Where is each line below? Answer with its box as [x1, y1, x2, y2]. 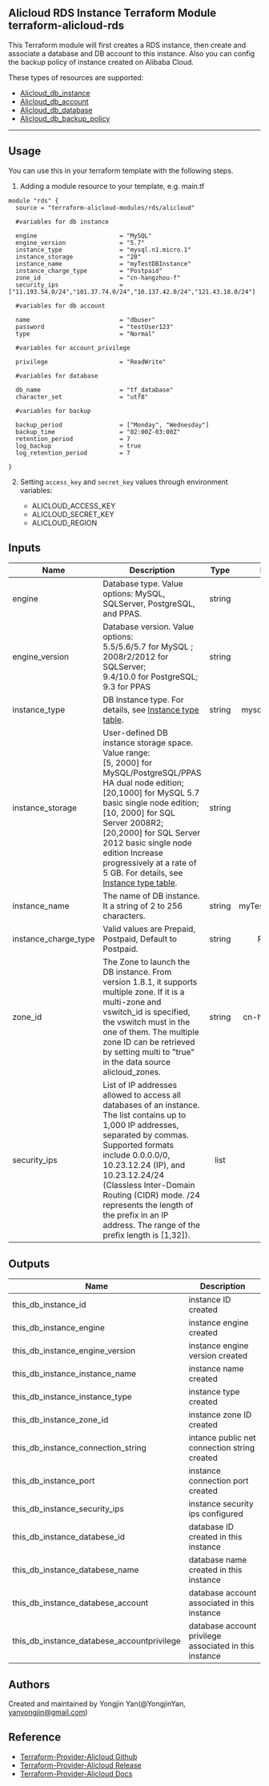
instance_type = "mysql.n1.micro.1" [15, 246, 192, 254]
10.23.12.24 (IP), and [102, 1160, 186, 1171]
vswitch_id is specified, [102, 1006, 191, 1017]
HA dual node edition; [102, 777, 184, 789]
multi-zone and [102, 997, 162, 1008]
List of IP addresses [102, 1080, 178, 1091]
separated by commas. [102, 1130, 190, 1141]
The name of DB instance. [102, 890, 200, 901]
